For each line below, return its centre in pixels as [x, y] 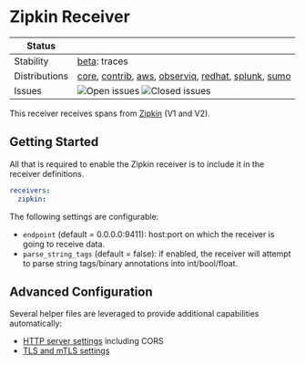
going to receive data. [64, 244]
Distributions [41, 76]
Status [41, 46]
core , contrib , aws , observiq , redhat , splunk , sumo [184, 76]
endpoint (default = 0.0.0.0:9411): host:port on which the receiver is [148, 234]
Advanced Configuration [81, 292]
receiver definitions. [47, 173]
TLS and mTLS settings [66, 351]
